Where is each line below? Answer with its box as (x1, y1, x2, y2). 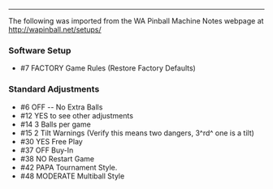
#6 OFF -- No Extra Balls (19, 102, 103, 112)
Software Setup (8, 45, 71, 56)
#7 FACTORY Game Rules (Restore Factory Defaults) (19, 63, 197, 73)
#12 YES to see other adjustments (19, 110, 134, 120)
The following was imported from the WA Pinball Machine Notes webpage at (8, 16, 264, 25)
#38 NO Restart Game (19, 153, 95, 163)
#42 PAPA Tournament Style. (19, 162, 118, 172)
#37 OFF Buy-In (19, 145, 74, 155)
